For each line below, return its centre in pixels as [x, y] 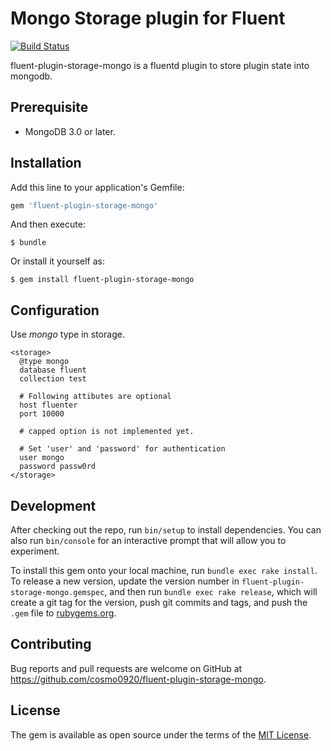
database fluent [53, 370]
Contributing [51, 644]
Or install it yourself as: [57, 261]
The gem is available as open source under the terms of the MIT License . [161, 734]
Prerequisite [49, 107]
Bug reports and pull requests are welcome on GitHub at [126, 668]
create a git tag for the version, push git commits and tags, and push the [159, 603]
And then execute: [48, 224]
